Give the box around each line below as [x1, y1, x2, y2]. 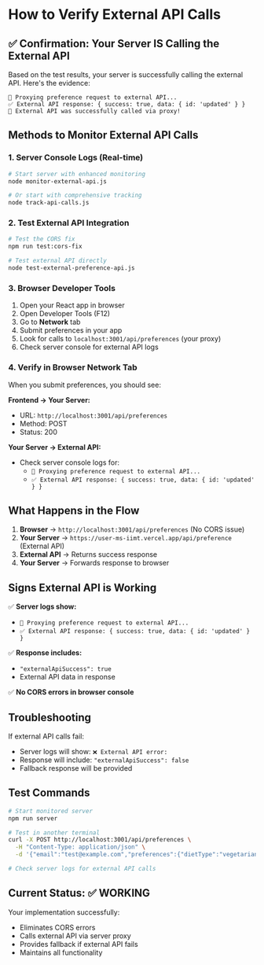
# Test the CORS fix [8, 235, 76, 243]
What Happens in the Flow [8, 503, 140, 517]
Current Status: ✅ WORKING [8, 886, 151, 900]
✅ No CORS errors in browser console [8, 687, 134, 697]
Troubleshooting [8, 710, 92, 724]
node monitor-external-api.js [8, 177, 108, 186]
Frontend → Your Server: [8, 395, 90, 404]
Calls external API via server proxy [19, 930, 131, 941]
